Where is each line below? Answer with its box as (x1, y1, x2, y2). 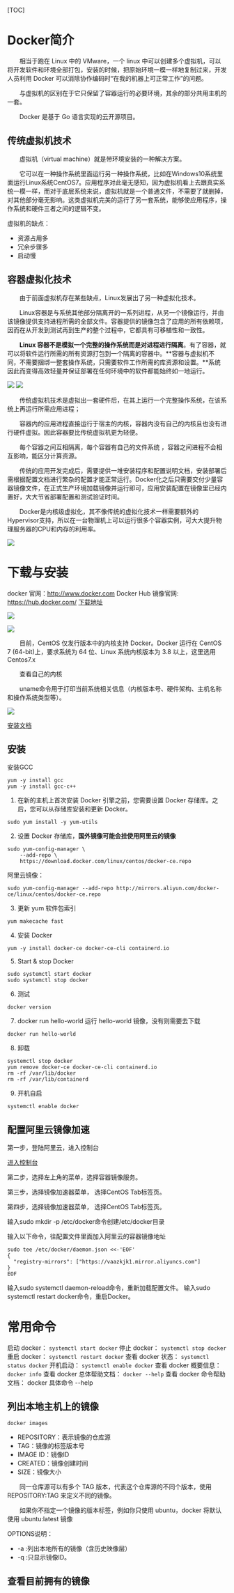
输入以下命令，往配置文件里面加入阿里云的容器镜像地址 (7, 1232, 166, 1241)
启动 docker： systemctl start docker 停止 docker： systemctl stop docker (7, 1344, 227, 1352)
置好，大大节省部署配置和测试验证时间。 (7, 492, 123, 501)
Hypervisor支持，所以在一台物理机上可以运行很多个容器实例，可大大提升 (7, 515, 216, 524)
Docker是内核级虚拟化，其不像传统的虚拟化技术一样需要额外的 (19, 507, 199, 515)
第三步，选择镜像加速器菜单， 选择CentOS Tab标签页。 (7, 1188, 166, 1197)
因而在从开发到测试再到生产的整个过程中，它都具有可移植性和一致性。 (7, 325, 209, 334)
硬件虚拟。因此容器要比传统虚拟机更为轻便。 (13, 428, 141, 436)
